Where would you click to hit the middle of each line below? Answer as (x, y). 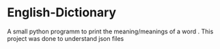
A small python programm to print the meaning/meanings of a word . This (110, 31)
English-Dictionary (62, 13)
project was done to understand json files (66, 38)
